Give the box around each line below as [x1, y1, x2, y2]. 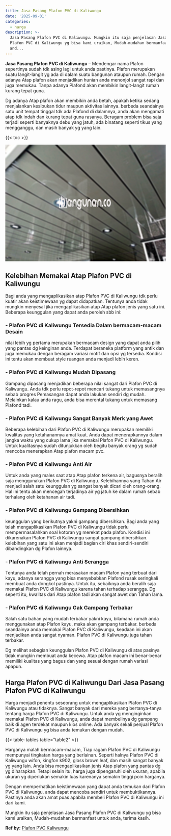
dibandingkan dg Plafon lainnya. [5, 545, 73, 552]
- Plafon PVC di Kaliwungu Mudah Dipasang [5, 369, 116, 376]
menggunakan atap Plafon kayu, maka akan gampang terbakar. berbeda [5, 621, 157, 627]
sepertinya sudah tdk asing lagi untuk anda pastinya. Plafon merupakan [5, 66, 155, 72]
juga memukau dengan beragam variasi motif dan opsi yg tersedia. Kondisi [5, 351, 162, 357]
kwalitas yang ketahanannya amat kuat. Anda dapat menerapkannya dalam [5, 431, 163, 438]
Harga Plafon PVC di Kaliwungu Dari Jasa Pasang [5, 678, 164, 687]
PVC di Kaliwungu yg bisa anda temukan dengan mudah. [5, 726, 124, 733]
